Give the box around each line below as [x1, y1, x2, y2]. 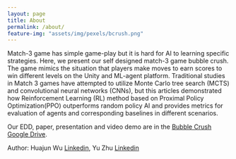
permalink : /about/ [7, 23, 65, 30]
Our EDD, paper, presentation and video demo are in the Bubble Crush [7, 122, 212, 131]
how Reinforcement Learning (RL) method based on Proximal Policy [7, 94, 204, 103]
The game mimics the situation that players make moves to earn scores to [7, 64, 223, 72]
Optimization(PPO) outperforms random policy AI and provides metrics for [7, 101, 224, 110]
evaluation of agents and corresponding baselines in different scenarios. [7, 109, 219, 117]
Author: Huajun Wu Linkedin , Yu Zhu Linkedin [7, 144, 139, 152]
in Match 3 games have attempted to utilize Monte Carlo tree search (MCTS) [7, 79, 230, 88]
